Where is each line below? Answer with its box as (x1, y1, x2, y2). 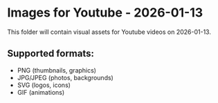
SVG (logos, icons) (17, 81, 71, 89)
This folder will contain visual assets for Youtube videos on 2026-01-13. (7, 28, 211, 36)
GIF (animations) (17, 88, 65, 96)
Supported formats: (7, 48, 95, 59)
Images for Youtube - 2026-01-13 (7, 5, 203, 21)
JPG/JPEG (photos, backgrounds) (17, 73, 114, 82)
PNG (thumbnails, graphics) (17, 66, 97, 74)
